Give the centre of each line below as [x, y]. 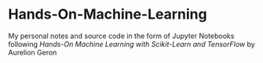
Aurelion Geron [33, 52]
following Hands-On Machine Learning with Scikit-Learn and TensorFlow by [131, 44]
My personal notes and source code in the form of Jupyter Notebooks [121, 36]
